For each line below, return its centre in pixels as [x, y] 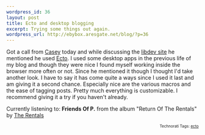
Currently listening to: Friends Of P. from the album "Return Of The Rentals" [102, 109]
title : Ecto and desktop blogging [50, 23]
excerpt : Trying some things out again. [59, 29]
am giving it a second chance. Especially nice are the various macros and [99, 84]
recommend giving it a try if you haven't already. [67, 97]
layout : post [23, 18]
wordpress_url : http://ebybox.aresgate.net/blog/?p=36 [77, 35]
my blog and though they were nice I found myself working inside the [93, 65]
